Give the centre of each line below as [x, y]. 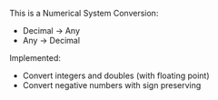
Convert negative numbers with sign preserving [112, 85]
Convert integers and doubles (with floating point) [116, 75]
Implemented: [35, 58]
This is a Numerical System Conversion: [84, 13]
